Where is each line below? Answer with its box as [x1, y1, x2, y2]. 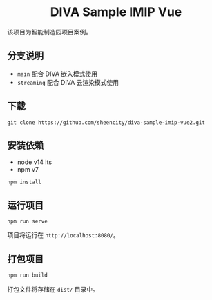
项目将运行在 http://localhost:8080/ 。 [7, 231, 119, 239]
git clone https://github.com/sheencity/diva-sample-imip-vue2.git [7, 119, 206, 126]
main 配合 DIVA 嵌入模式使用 [17, 70, 98, 78]
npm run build [7, 272, 48, 279]
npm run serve [7, 218, 48, 225]
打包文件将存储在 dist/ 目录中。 [7, 285, 99, 293]
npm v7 [17, 166, 39, 174]
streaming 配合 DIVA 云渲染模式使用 [17, 78, 119, 86]
